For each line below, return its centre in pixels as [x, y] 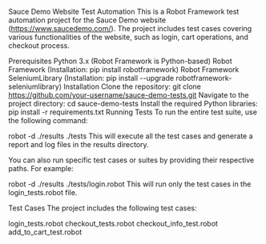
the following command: [48, 120]
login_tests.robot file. [43, 192]
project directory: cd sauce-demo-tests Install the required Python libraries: [133, 104]
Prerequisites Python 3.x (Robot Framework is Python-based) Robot [120, 61]
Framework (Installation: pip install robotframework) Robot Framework [124, 70]
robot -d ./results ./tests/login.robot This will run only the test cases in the [130, 184]
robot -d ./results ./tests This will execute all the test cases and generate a [131, 136]
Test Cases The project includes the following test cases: [103, 208]
